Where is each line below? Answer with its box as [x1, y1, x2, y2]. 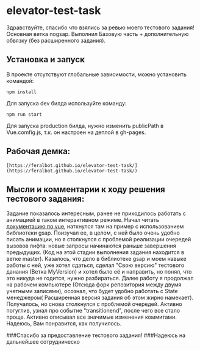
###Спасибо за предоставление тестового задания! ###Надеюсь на [6, 331, 186, 339]
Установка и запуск [6, 54, 85, 65]
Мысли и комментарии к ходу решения [6, 184, 166, 194]
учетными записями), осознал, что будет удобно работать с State [6, 288, 178, 295]
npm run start [6, 111, 43, 118]
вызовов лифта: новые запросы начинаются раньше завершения [6, 242, 177, 250]
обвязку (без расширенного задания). [6, 37, 105, 44]
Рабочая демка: [6, 146, 71, 157]
